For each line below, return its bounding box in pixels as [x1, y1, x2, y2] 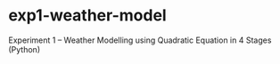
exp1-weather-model [8, 5, 167, 26]
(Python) [8, 44, 41, 54]
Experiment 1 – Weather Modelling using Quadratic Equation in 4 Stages [8, 35, 272, 45]
